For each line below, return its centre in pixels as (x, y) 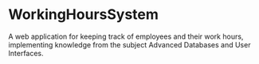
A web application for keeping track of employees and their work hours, (126, 36)
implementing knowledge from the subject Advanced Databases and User (129, 44)
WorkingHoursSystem (84, 15)
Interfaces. (26, 53)
